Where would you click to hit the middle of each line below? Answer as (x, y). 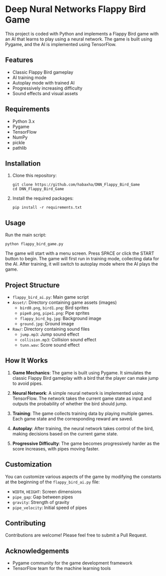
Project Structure (32, 285)
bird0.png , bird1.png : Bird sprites (54, 308)
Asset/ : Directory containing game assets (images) (65, 302)
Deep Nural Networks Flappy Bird (76, 9)
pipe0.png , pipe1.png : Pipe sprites (55, 313)
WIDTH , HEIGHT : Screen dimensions (47, 491)
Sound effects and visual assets (45, 93)
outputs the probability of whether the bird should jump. (70, 403)
